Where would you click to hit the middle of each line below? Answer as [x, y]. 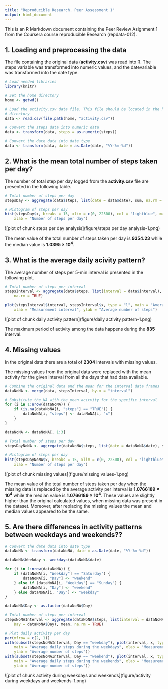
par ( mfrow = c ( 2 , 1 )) [28, 638]
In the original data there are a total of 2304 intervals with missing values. [81, 362]
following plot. [20, 277]
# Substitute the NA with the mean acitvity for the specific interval [81, 400]
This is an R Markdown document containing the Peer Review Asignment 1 [81, 29]
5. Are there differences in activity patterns [74, 527]
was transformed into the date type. [42, 73]
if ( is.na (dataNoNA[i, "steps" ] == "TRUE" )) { [63, 409]
